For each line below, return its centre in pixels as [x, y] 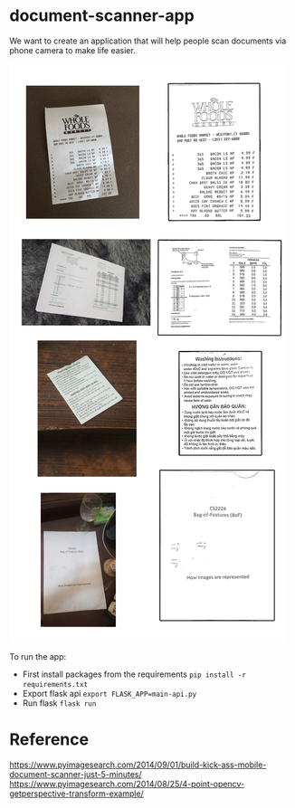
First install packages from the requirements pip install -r [134, 674]
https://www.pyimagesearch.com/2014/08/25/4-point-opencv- [127, 784]
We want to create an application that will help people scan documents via [148, 41]
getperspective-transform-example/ [77, 794]
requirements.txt [55, 684]
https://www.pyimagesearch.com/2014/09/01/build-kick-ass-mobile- [138, 765]
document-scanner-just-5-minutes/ [76, 774]
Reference [49, 740]
